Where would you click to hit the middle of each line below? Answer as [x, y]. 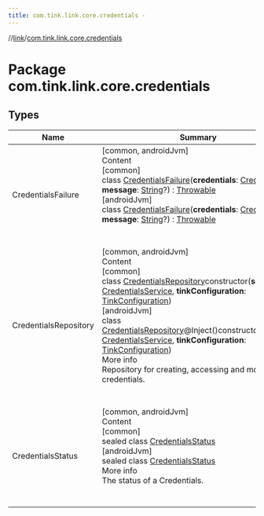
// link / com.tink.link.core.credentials [65, 38]
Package [37, 70]
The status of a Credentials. [153, 480]
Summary [198, 137]
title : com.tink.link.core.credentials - [77, 15]
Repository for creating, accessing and [173, 369]
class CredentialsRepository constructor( [176, 281]
